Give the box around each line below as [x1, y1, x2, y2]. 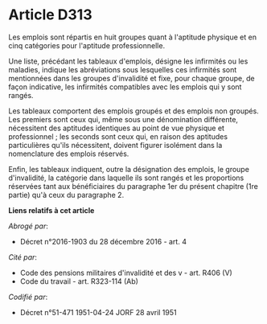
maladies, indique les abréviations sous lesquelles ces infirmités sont [8, 64, 237, 74]
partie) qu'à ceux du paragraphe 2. [8, 190, 125, 199]
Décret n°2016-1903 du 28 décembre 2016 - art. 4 [19, 236, 187, 246]
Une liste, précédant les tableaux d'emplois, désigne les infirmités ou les [8, 56, 249, 66]
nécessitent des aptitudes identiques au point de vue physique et [8, 123, 225, 133]
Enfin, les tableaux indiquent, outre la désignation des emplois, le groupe [8, 164, 249, 174]
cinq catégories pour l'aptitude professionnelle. [8, 40, 166, 50]
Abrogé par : [8, 221, 48, 231]
